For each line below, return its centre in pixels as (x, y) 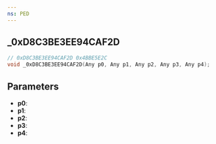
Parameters (33, 86)
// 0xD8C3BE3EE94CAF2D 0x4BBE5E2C (57, 58)
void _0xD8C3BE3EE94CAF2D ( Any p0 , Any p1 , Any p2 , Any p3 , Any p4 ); (109, 65)
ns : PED (18, 14)
